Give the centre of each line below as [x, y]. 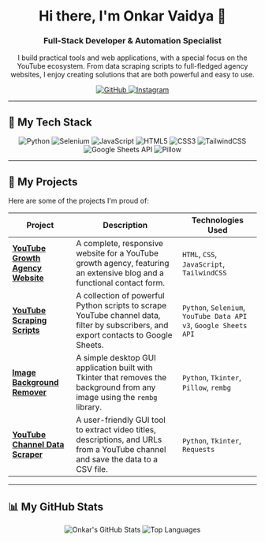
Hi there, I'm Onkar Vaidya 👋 [132, 16]
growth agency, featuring [123, 264]
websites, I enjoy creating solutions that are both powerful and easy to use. [132, 75]
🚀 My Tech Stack [50, 122]
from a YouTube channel [121, 450]
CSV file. [92, 469]
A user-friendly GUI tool [121, 420]
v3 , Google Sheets [215, 325]
